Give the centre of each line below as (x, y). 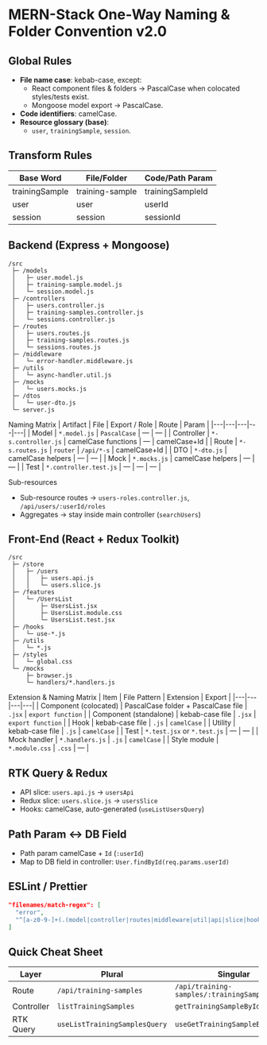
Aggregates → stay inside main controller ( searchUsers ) (110, 514)
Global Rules (40, 61)
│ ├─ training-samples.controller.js (78, 312)
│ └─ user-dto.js (44, 403)
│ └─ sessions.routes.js (56, 347)
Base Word (41, 178)
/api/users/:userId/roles (62, 506)
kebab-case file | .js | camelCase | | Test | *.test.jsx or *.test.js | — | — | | (133, 731)
